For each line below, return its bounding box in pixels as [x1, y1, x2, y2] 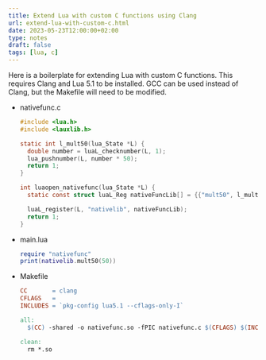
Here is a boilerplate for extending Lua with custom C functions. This [8, 71, 233, 79]
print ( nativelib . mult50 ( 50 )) [19, 257, 117, 265]
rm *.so [27, 345, 53, 354]
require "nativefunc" [19, 250, 91, 258]
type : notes [8, 33, 48, 42]
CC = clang [19, 287, 78, 295]
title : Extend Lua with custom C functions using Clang [8, 11, 197, 20]
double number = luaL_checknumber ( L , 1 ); [27, 147, 167, 155]
